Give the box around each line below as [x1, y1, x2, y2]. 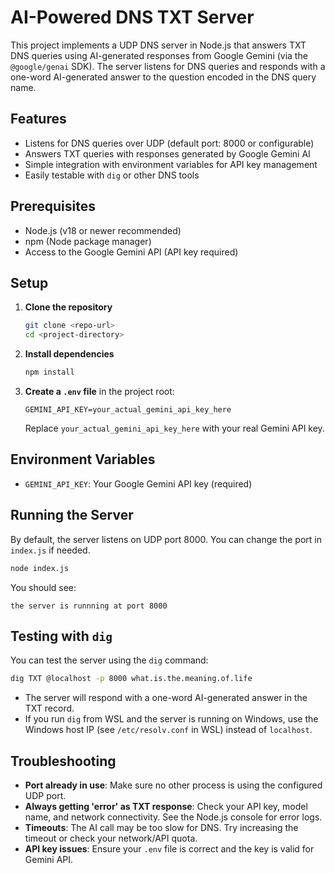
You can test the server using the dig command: [10, 654, 209, 666]
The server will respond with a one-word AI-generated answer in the [24, 692, 308, 704]
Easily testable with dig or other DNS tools [24, 169, 200, 181]
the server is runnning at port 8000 [10, 601, 168, 611]
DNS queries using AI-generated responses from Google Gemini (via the [10, 49, 308, 61]
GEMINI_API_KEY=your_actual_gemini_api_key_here [24, 405, 232, 415]
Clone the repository [24, 301, 113, 313]
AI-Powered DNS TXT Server [10, 6, 255, 29]
